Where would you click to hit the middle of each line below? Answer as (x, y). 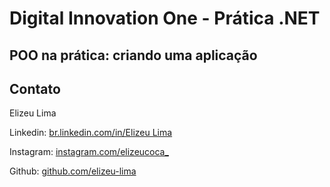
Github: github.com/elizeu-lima (73, 171)
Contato (35, 88)
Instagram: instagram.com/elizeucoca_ (89, 152)
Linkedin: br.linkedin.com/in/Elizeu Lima (91, 133)
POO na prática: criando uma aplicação (133, 55)
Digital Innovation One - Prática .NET (165, 18)
